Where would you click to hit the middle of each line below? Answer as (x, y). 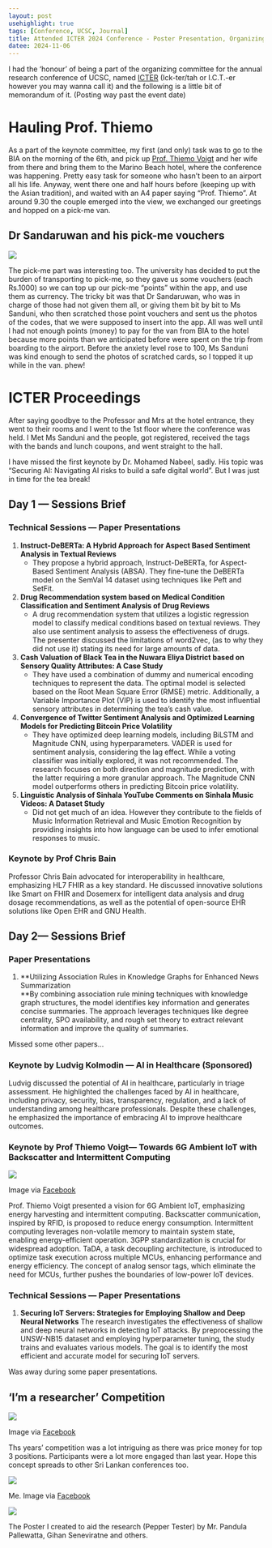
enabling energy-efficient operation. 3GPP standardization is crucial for (127, 1240)
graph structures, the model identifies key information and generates (135, 1003)
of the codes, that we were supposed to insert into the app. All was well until (136, 322)
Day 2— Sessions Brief (67, 936)
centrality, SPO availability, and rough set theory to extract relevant (132, 1020)
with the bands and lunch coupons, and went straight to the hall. (115, 446)
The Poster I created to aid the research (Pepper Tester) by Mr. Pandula (127, 1527)
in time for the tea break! (49, 479)
